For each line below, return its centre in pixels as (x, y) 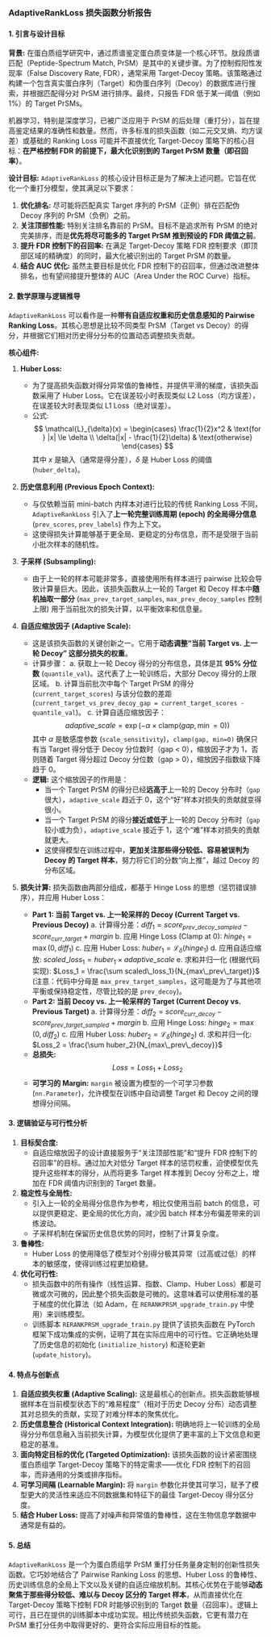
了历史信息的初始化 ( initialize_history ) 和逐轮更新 (119, 1344)
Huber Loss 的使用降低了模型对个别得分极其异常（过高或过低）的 (141, 1254)
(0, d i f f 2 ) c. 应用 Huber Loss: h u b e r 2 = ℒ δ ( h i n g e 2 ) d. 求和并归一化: (142, 1035)
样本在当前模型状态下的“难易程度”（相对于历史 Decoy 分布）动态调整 (142, 1404)
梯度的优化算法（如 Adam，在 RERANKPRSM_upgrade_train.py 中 (143, 1304)
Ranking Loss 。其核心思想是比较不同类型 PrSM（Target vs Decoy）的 (125, 325)
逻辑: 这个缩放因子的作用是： (80, 780)
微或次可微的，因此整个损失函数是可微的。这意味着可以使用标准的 (142, 1294)
